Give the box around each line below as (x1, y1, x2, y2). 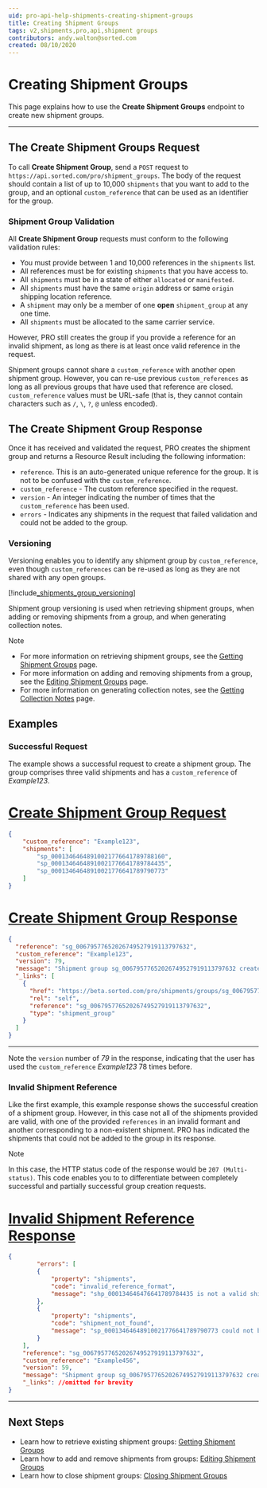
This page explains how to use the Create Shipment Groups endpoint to (8, 102, 245, 112)
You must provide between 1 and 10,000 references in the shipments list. (19, 258, 256, 268)
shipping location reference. (19, 292, 113, 301)
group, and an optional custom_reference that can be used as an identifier (8, 187, 249, 197)
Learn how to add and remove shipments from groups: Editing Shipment (19, 1454, 256, 1463)
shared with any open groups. (8, 573, 106, 583)
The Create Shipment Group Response (8, 422, 203, 435)
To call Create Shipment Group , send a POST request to (8, 162, 189, 171)
